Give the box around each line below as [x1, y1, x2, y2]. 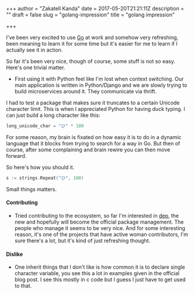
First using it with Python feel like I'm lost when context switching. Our [14, 76, 184, 82]
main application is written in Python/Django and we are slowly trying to [14, 82, 188, 89]
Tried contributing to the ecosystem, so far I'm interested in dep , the [14, 212, 179, 219]
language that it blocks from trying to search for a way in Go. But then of [6, 140, 181, 147]
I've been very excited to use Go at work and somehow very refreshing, [6, 34, 179, 40]
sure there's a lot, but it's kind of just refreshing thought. [14, 237, 151, 244]
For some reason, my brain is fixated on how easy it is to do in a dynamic [6, 133, 182, 140]
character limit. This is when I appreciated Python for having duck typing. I [6, 106, 185, 112]
